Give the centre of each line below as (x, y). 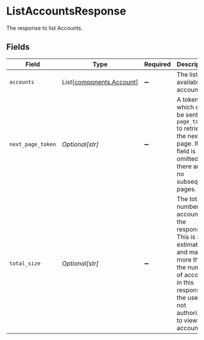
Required (158, 64)
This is (186, 237)
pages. (186, 189)
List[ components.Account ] (100, 82)
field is (186, 151)
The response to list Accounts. (45, 28)
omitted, (189, 158)
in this (185, 282)
